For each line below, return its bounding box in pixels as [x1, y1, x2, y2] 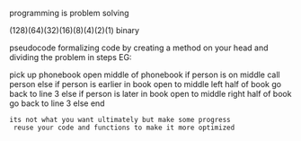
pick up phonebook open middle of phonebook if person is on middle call [9, 69, 280, 80]
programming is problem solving [9, 8, 129, 18]
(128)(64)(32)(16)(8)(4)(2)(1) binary [9, 25, 140, 35]
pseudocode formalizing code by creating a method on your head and [9, 42, 269, 53]
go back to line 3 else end [9, 98, 105, 109]
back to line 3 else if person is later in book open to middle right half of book [9, 89, 292, 99]
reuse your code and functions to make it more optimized [13, 123, 235, 132]
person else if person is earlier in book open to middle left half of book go [9, 79, 281, 89]
